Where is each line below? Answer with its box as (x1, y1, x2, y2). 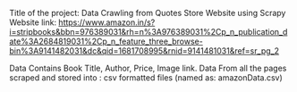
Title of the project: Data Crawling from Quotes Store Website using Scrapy (9, 8, 286, 18)
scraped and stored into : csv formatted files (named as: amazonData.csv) (9, 72, 284, 83)
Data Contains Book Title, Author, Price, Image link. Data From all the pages (9, 63, 287, 73)
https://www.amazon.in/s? (57, 17, 156, 28)
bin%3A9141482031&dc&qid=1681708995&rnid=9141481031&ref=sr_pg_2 (9, 46, 280, 56)
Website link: (9, 17, 56, 28)
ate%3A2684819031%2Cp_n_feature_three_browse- (9, 36, 203, 46)
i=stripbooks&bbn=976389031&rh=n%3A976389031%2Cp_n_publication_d (9, 27, 288, 37)
